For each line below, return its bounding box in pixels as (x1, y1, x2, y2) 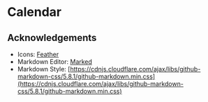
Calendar (7, 4, 61, 20)
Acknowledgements (7, 32, 97, 44)
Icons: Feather (17, 50, 59, 58)
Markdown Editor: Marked (17, 58, 93, 66)
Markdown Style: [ (17, 65, 70, 73)
